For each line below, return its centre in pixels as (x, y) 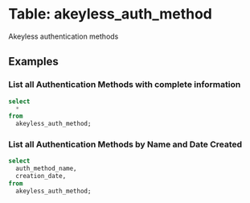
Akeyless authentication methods (64, 36)
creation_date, (41, 176)
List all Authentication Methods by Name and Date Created (125, 144)
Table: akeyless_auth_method (111, 14)
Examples (33, 62)
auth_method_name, (47, 169)
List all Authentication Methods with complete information (125, 85)
